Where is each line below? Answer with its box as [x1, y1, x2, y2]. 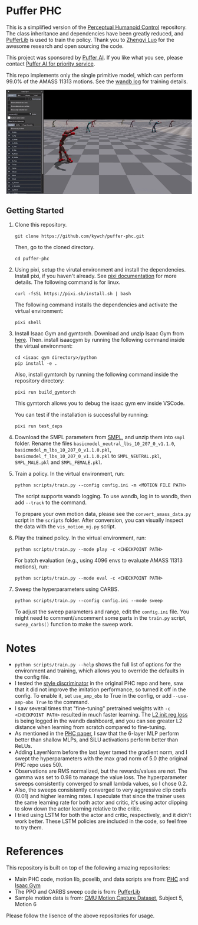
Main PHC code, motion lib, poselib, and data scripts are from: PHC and [14, 875, 189, 883]
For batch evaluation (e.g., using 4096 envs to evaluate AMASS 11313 [14, 557, 183, 564]
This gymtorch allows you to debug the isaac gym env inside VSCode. [14, 400, 185, 407]
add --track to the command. [14, 499, 87, 506]
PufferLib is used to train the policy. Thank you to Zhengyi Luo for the [6, 36, 175, 43]
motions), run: [14, 563, 49, 570]
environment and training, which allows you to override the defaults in [14, 667, 184, 674]
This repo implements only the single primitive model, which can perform [6, 71, 184, 79]
